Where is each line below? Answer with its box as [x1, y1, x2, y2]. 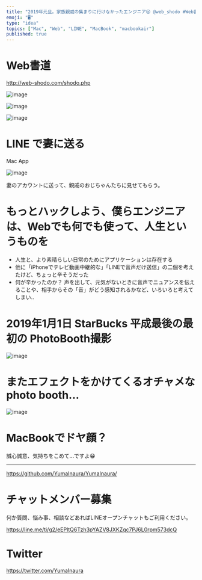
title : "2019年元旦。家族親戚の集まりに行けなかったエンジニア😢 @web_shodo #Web [6, 8, 194, 15]
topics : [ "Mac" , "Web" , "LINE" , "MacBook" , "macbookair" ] [6, 25, 155, 32]
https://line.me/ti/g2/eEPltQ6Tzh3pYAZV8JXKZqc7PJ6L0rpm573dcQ [6, 526, 177, 533]
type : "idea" [6, 20, 39, 26]
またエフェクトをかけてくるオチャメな [6, 375, 195, 389]
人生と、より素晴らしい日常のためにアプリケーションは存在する [14, 256, 173, 263]
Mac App [6, 158, 29, 164]
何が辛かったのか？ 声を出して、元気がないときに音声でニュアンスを [14, 278, 185, 286]
